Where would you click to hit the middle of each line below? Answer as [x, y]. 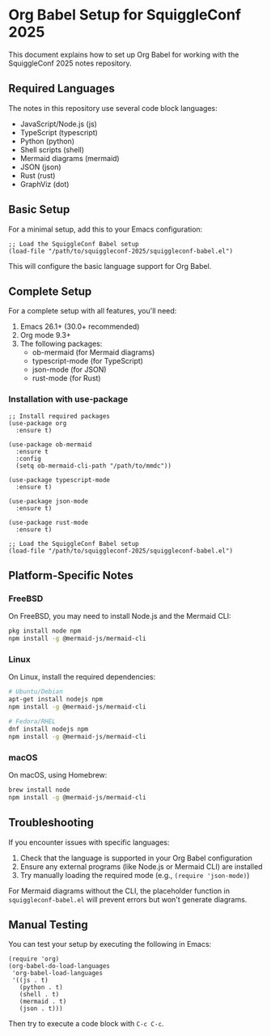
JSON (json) [41, 167]
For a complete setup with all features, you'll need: [93, 311]
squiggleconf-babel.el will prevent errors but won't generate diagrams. [128, 899]
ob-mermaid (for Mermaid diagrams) [93, 352]
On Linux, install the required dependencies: [82, 677]
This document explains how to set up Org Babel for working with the [124, 54]
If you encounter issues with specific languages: [89, 842]
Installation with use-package [68, 399]
